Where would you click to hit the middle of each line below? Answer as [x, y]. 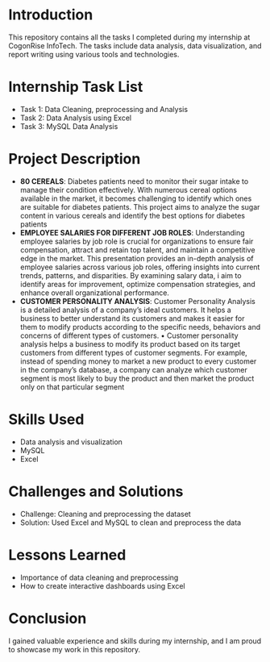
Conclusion [48, 618]
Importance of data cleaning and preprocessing [99, 577]
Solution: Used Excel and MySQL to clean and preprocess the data [131, 523]
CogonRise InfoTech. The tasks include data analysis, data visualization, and [135, 45]
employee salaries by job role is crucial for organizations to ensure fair [137, 241]
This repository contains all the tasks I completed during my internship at [129, 37]
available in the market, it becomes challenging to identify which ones [136, 198]
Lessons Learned [67, 555]
